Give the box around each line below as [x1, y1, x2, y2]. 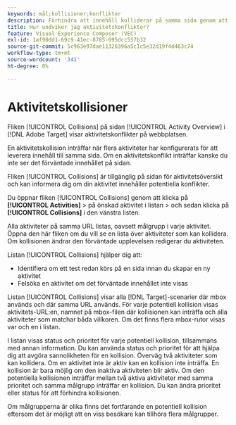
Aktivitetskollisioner [7, 99, 128, 115]
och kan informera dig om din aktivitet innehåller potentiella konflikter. [7, 179, 210, 188]
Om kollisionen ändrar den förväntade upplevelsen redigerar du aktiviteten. [7, 236, 225, 245]
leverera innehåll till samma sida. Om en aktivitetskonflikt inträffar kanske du [7, 151, 228, 159]
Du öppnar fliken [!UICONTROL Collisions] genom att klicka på [7, 193, 189, 201]
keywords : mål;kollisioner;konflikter [7, 10, 121, 18]
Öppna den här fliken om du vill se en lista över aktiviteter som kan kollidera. [7, 229, 229, 238]
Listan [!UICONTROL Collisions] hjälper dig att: [7, 250, 142, 259]
